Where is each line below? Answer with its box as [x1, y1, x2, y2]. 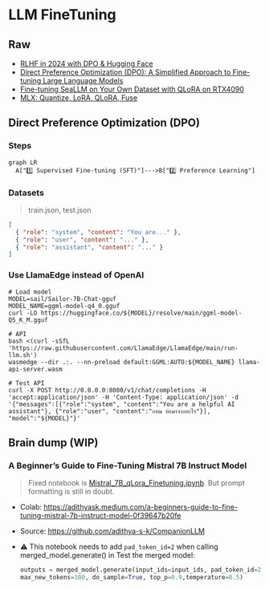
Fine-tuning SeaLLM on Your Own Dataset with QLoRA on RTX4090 [19, 84, 245, 94]
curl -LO [8, 309, 38, 317]
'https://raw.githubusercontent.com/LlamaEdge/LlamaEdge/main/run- [8, 343, 239, 352]
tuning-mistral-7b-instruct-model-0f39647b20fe [19, 511, 181, 521]
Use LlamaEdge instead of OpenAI [8, 270, 145, 281]
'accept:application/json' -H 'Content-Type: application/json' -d [8, 393, 239, 401]
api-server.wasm [8, 365, 63, 373]
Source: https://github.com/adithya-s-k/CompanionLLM [19, 526, 205, 536]
